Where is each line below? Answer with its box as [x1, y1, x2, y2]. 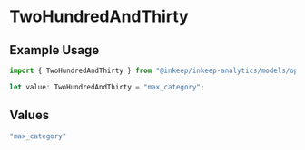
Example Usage [9, 42, 100, 58]
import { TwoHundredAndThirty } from [9, 66, 152, 75]
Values [9, 108, 50, 123]
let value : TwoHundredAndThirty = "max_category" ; [9, 82, 205, 91]
